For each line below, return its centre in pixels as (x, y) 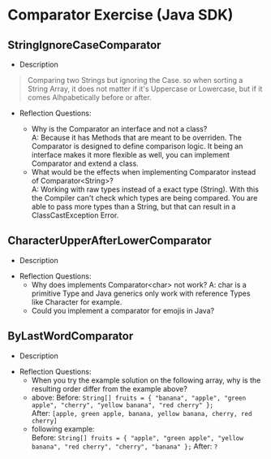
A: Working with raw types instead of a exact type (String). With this (145, 189)
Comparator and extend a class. (85, 163)
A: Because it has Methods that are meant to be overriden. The (137, 137)
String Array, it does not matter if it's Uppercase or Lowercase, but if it (145, 89)
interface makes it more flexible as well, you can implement (131, 155)
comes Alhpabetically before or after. (89, 97)
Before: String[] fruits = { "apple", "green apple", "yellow (138, 437)
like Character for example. (77, 301)
